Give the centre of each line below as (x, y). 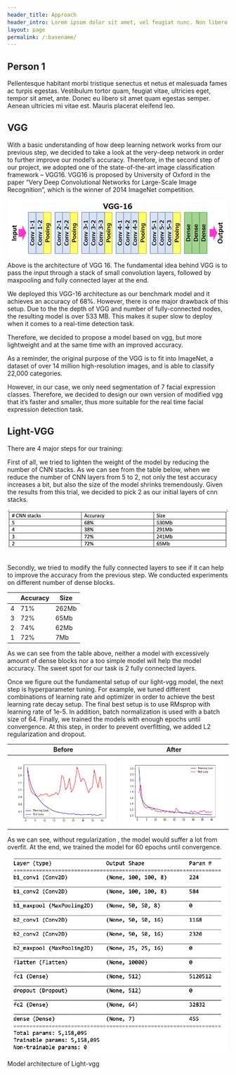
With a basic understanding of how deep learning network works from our (114, 145)
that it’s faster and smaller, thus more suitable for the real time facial (105, 401)
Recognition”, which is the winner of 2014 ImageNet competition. (101, 189)
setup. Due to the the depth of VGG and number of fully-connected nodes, (115, 309)
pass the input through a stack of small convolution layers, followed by (109, 272)
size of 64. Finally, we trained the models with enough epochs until (104, 719)
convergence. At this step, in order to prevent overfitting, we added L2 (109, 726)
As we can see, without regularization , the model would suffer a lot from (112, 839)
